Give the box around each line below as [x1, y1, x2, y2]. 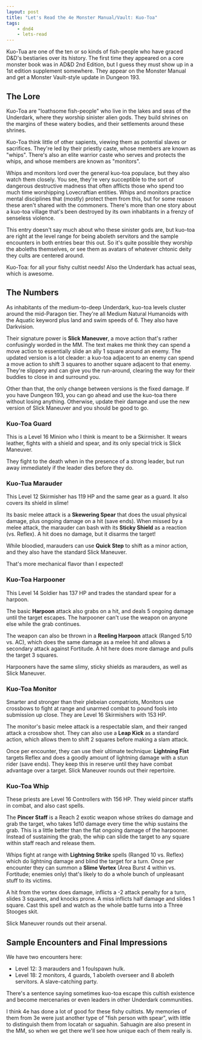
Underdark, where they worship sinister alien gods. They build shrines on [6, 113, 188, 121]
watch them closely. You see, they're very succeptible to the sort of [6, 176, 174, 183]
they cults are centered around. [6, 252, 84, 259]
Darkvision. [6, 323, 34, 330]
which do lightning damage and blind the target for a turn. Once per [6, 858, 174, 865]
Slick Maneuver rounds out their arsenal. [6, 920, 107, 927]
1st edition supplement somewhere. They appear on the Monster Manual [6, 67, 186, 74]
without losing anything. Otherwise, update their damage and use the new [6, 398, 190, 405]
